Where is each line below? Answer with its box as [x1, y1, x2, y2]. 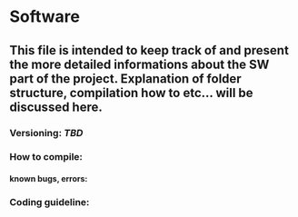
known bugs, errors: [9, 173, 88, 184]
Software [9, 6, 80, 27]
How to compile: [9, 151, 84, 163]
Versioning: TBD [9, 126, 84, 139]
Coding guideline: [9, 195, 90, 208]
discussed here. [9, 99, 103, 114]
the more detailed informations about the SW [9, 56, 270, 72]
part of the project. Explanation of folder [9, 71, 243, 86]
